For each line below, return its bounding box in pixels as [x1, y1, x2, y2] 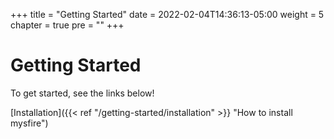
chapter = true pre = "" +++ [10, 19, 125, 31]
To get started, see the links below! [10, 87, 155, 99]
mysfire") [10, 117, 49, 129]
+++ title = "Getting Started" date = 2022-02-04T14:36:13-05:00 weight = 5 [10, 9, 325, 20]
